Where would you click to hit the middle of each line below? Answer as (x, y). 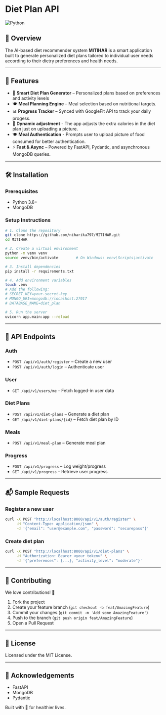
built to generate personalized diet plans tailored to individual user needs (79, 55)
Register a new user (29, 509)
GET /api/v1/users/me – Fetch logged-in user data (63, 390)
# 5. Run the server (26, 312)
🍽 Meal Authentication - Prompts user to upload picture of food (78, 134)
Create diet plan (25, 541)
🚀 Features (22, 81)
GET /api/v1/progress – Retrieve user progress (60, 472)
